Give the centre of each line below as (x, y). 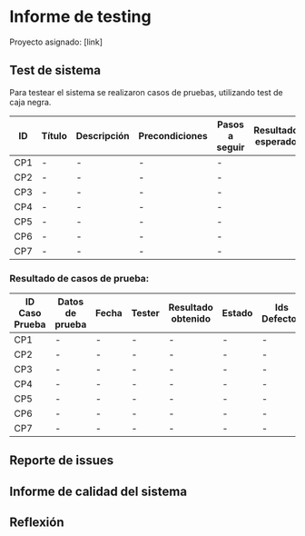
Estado (237, 313)
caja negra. (30, 102)
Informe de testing (80, 17)
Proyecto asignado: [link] (56, 42)
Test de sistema (55, 70)
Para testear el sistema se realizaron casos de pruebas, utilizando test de (146, 92)
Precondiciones (173, 135)
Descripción (103, 135)
